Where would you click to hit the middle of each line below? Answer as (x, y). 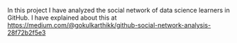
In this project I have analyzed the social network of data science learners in (119, 10)
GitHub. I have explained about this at (62, 18)
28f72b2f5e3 (27, 32)
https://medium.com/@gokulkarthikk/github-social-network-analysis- (109, 25)
